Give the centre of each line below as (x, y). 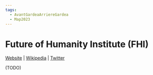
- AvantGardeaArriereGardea (39, 15)
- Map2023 (20, 19)
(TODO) (13, 68)
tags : (11, 10)
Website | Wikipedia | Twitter (35, 58)
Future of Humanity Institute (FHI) (77, 44)
